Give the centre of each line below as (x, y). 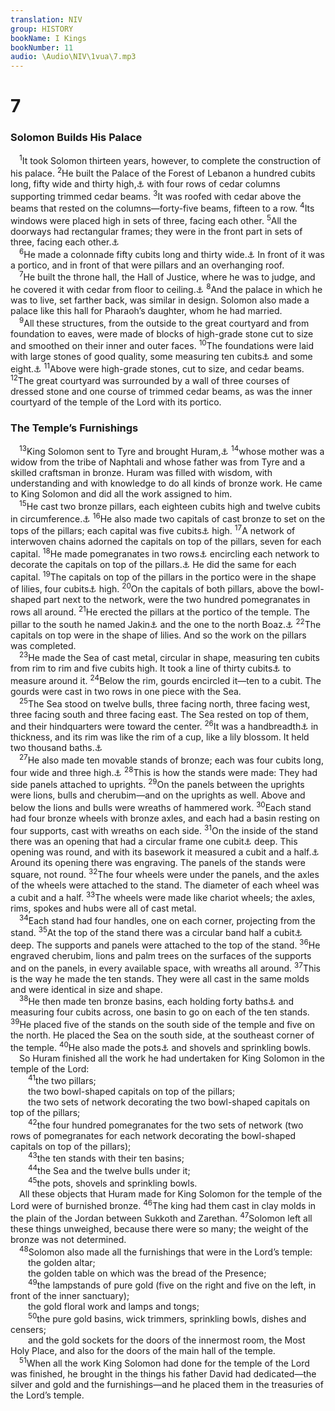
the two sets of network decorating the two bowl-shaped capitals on (169, 1102)
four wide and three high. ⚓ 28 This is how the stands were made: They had (164, 771)
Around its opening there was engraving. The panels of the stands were (158, 862)
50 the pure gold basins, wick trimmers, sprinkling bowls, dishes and (167, 1318)
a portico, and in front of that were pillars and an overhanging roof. (147, 265)
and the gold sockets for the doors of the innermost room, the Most (167, 1340)
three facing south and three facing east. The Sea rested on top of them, (159, 714)
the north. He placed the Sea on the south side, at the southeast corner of (162, 1035)
